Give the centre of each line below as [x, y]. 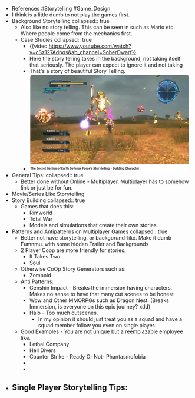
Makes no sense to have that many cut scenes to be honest [101, 294]
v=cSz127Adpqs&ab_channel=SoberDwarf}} [83, 52]
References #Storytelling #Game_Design [61, 9]
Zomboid [40, 275]
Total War [41, 219]
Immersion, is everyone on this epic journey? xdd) [90, 306]
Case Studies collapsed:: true [56, 40]
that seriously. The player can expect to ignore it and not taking [106, 65]
